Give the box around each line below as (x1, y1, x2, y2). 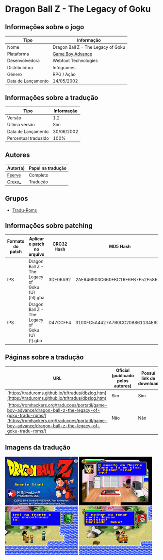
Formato (7, 238, 25, 244)
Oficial (116, 367, 130, 373)
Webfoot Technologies (52, 58, 98, 64)
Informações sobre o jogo (5, 23, 84, 31)
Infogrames (52, 64, 76, 70)
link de (141, 375, 156, 381)
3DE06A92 (48, 276, 71, 282)
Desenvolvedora (7, 58, 40, 64)
